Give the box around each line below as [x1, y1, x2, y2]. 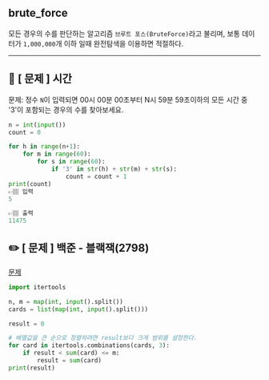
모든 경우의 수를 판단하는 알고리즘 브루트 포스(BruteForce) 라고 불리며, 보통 [8, 28, 240, 38]
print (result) [8, 364, 56, 372]
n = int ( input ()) [8, 120, 66, 129]
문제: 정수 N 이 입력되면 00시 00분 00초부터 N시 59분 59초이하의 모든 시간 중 [8, 95, 248, 104]
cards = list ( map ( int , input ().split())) [8, 305, 149, 313]
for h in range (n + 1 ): [8, 143, 81, 151]
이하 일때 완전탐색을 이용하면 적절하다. [63, 38, 184, 48]
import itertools [8, 283, 66, 291]
